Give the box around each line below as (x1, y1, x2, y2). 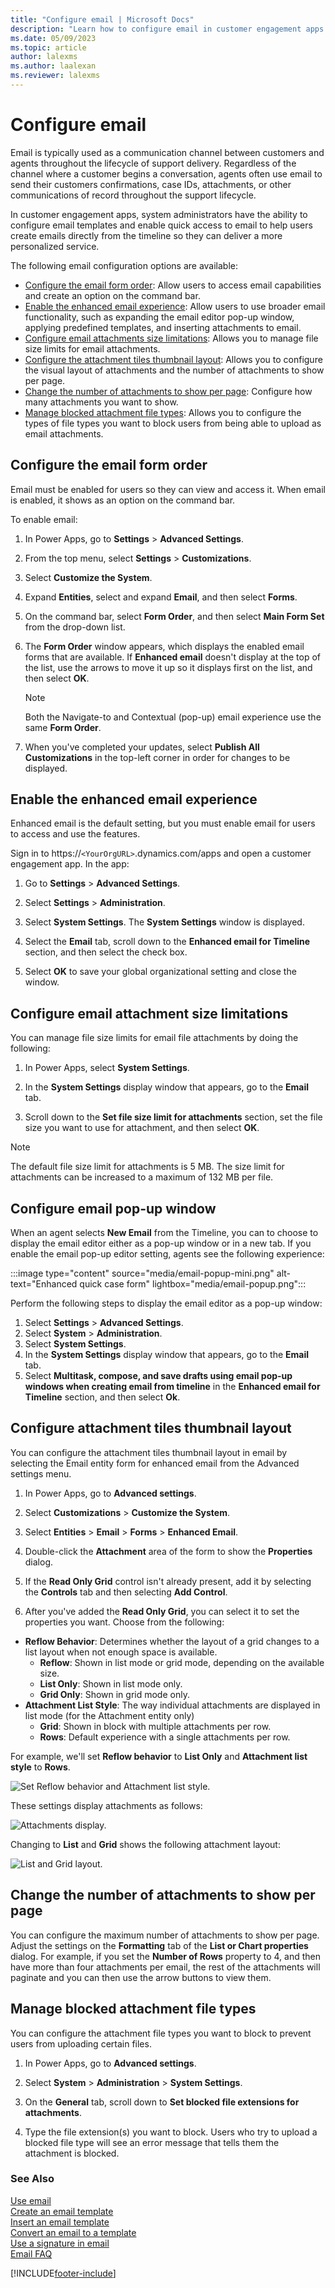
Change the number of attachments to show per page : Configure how (24, 385, 313, 397)
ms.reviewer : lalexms (10, 71, 101, 81)
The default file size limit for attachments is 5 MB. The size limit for (10, 1161, 285, 1173)
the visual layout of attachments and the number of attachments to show (24, 364, 325, 376)
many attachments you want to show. (24, 396, 179, 408)
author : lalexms (10, 52, 78, 62)
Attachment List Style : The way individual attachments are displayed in (24, 1699, 321, 1711)
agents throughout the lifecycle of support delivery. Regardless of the (10, 157, 297, 169)
